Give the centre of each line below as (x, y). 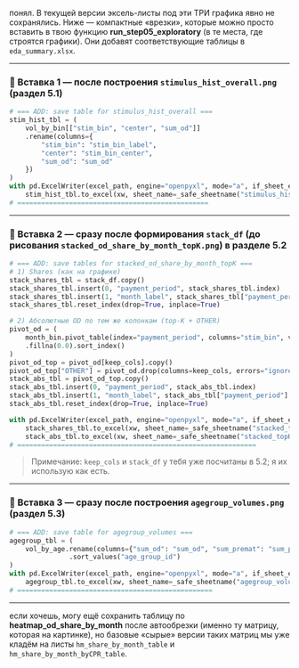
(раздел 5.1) (36, 93)
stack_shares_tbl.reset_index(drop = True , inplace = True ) (115, 305)
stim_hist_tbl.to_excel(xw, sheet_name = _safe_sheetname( (133, 195)
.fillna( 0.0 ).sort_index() (75, 346)
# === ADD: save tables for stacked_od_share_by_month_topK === (131, 264)
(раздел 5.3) (37, 514)
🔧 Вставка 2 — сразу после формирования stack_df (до (135, 233)
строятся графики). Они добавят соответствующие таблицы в (127, 41)
